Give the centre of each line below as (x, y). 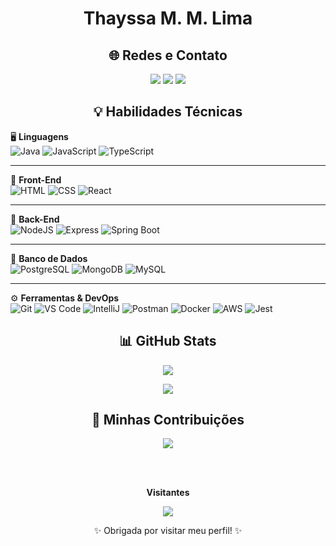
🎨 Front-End (36, 179)
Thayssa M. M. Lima (168, 18)
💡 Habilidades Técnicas (168, 112)
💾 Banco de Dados (49, 258)
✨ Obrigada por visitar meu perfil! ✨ (168, 531)
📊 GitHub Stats (168, 341)
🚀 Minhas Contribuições (168, 420)
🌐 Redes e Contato (168, 55)
